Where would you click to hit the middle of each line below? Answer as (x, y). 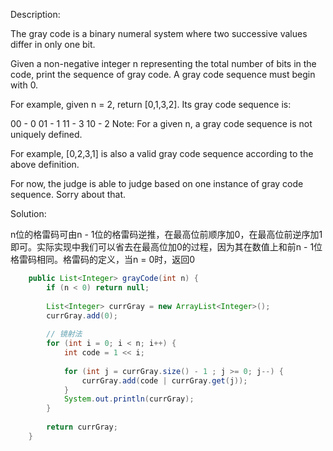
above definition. (45, 164)
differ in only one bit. (53, 44)
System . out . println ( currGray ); (129, 399)
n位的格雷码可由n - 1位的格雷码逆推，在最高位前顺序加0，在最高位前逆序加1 (166, 234)
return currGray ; (82, 427)
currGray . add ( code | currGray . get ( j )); (164, 380)
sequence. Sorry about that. (68, 194)
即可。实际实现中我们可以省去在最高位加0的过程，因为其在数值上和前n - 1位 (166, 247)
